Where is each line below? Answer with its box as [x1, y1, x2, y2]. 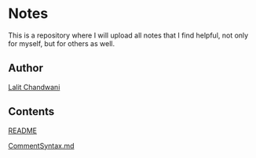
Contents [8, 105, 55, 118]
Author [8, 62, 43, 75]
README [8, 126, 38, 135]
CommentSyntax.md [8, 141, 75, 150]
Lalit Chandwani [8, 82, 60, 92]
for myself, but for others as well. [8, 38, 115, 48]
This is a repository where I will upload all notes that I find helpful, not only [8, 31, 249, 40]
